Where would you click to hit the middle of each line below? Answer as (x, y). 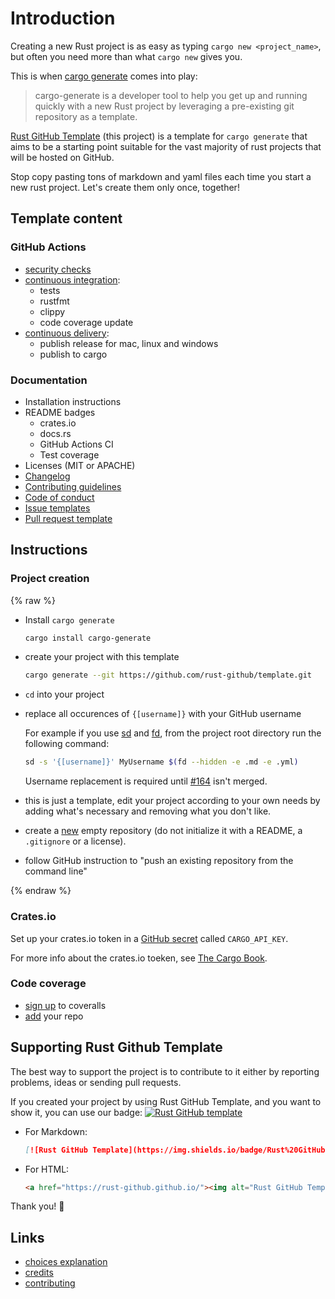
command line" (56, 871)
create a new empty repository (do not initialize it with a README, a (163, 831)
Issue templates (57, 508)
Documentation (49, 380)
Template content (66, 218)
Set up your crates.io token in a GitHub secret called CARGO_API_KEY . (149, 938)
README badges (60, 412)
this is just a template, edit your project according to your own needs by (172, 801)
